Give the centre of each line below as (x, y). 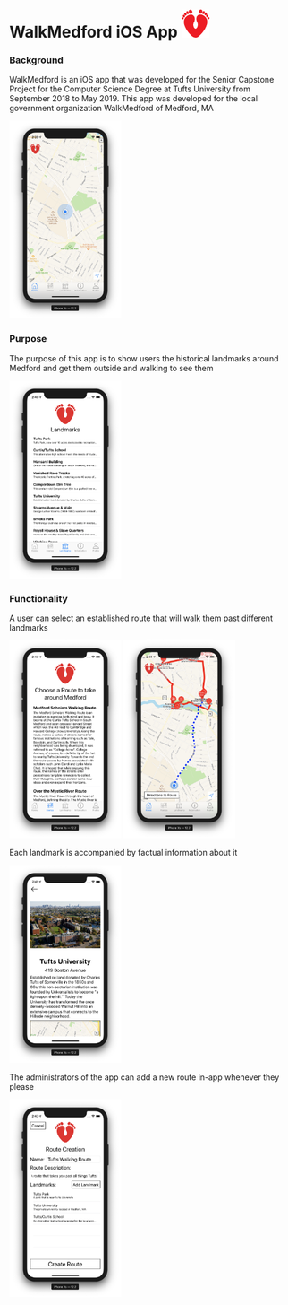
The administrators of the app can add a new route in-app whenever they (144, 1077)
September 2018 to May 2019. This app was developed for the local (133, 99)
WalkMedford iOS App (93, 32)
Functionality (39, 598)
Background (37, 60)
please (21, 1087)
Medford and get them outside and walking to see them (111, 368)
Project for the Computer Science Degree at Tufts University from (130, 89)
